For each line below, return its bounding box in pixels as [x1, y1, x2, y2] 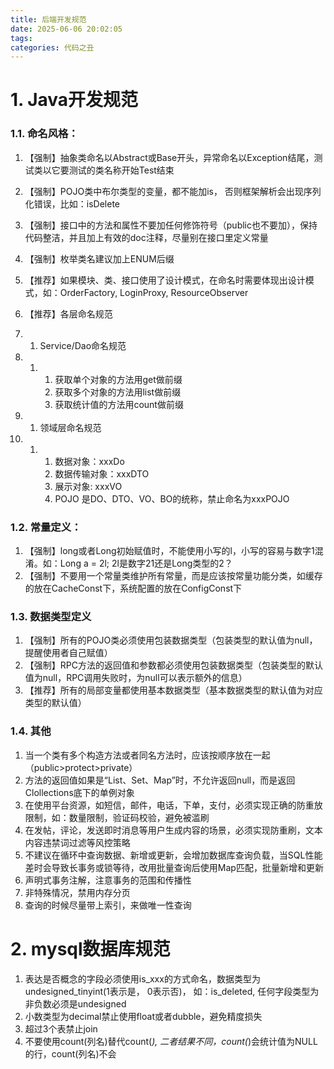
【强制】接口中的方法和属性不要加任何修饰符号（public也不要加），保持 [24, 219, 318, 231]
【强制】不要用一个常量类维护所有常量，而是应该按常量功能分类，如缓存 [24, 570, 323, 582]
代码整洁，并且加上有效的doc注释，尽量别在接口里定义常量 [24, 231, 269, 243]
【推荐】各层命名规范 [24, 307, 113, 320]
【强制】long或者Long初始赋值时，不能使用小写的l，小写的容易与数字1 [24, 545, 315, 557]
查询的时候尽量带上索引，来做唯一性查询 [24, 899, 192, 911]
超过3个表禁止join [24, 1022, 98, 1035]
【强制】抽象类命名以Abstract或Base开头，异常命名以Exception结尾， [24, 151, 315, 163]
